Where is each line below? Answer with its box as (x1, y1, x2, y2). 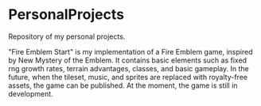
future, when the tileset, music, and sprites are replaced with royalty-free (8, 72, 248, 81)
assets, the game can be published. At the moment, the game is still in (8, 81, 238, 90)
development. (8, 89, 53, 98)
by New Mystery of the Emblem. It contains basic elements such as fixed (8, 55, 247, 65)
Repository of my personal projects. (8, 32, 126, 41)
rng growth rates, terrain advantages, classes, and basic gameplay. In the (8, 63, 249, 73)
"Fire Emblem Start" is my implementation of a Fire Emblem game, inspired (8, 47, 253, 56)
